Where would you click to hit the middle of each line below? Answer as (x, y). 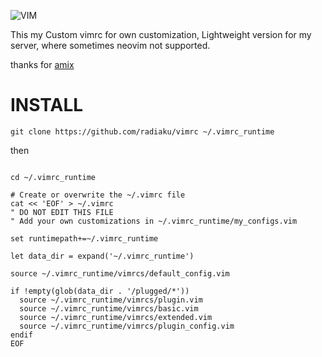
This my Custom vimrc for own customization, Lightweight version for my (161, 34)
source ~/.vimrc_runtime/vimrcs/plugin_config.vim (127, 326)
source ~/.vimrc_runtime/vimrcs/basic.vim (109, 308)
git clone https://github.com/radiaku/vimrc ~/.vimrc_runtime (142, 131)
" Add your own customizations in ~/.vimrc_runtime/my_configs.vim (154, 221)
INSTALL (47, 105)
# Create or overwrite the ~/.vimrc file (98, 195)
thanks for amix (42, 64)
